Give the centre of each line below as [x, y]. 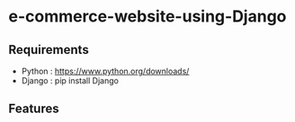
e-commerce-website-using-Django [147, 17]
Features [34, 109]
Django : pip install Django [70, 81]
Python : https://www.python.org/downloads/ [105, 71]
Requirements [49, 50]
